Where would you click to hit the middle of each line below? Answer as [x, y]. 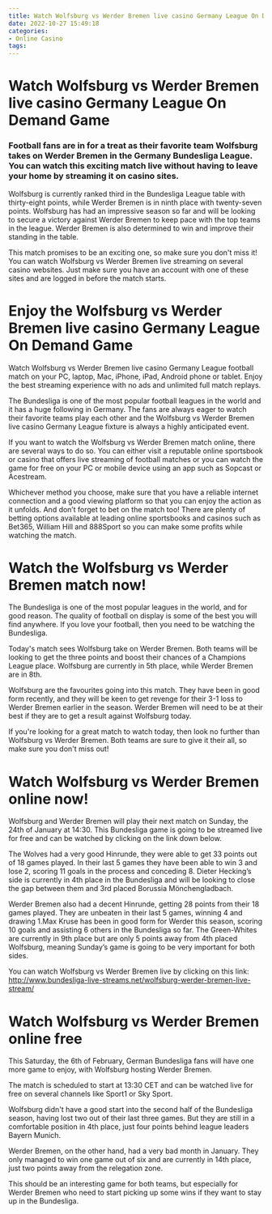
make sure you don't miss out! [59, 749]
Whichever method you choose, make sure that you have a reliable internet [134, 492]
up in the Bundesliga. [44, 1201]
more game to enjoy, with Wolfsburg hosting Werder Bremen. [110, 1070]
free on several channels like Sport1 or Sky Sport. [91, 1094]
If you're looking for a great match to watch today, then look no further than [134, 732]
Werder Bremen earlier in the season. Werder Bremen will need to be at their [136, 707]
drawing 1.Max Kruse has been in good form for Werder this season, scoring [136, 921]
